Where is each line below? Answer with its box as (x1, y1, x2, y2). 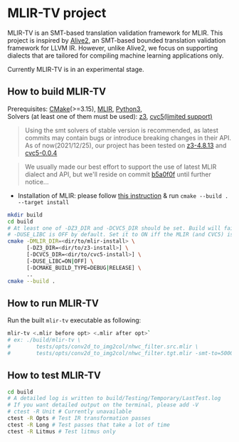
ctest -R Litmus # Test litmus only (7, 428, 116, 435)
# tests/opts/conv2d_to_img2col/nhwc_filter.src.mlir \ (7, 343, 199, 350)
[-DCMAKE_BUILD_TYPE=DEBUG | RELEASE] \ (26, 264, 142, 271)
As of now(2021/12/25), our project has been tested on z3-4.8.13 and (24, 141, 227, 149)
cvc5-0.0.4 (24, 148, 58, 157)
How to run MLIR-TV (7, 297, 100, 309)
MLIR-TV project (7, 5, 107, 21)
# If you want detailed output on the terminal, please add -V (7, 401, 199, 409)
